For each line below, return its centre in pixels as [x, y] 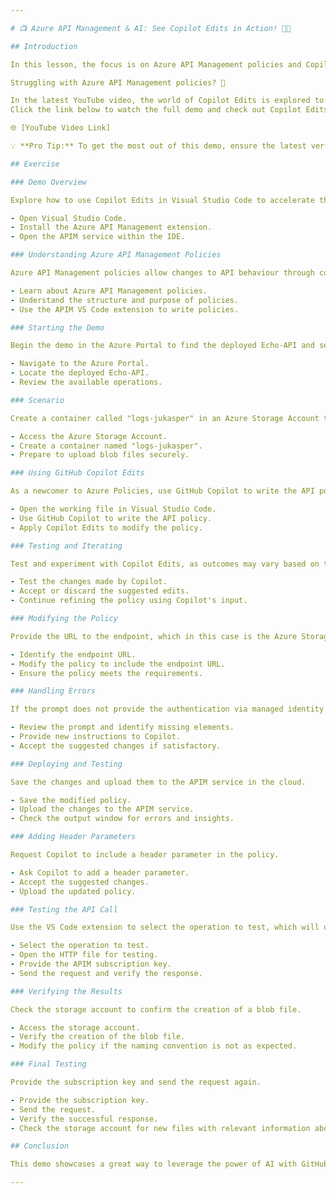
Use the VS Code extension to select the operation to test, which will [165, 927]
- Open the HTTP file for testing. [84, 955]
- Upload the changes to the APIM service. [102, 809]
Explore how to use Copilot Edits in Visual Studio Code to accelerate [162, 200]
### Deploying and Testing [66, 764]
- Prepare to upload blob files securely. [100, 455]
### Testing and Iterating [66, 546]
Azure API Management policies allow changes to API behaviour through [162, 273]
